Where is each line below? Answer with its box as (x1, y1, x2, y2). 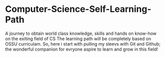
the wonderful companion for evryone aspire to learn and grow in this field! (5, 46, 159, 52)
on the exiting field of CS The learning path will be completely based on (5, 36, 151, 42)
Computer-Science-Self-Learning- (5, 3, 152, 15)
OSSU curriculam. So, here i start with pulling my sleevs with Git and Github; (5, 41, 161, 47)
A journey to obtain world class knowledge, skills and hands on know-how (5, 30, 157, 36)
